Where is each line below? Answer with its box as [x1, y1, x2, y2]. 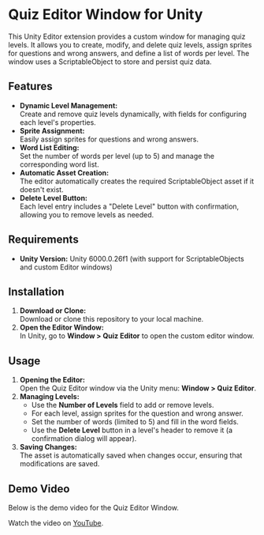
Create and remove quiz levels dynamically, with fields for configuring [19, 109, 247, 119]
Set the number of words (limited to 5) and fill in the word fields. [31, 417, 239, 427]
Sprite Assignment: [19, 126, 85, 135]
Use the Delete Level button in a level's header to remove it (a [31, 425, 233, 435]
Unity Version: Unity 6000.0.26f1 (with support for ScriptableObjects [19, 254, 244, 263]
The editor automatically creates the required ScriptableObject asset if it [19, 176, 255, 186]
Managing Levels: [19, 392, 80, 401]
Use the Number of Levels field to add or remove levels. [31, 401, 214, 410]
